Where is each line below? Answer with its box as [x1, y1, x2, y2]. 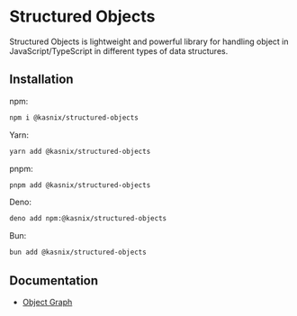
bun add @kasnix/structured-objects [9, 248, 147, 257]
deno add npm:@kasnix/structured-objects [9, 214, 167, 223]
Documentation [9, 273, 99, 288]
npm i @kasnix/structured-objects [9, 113, 139, 122]
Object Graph [22, 296, 73, 307]
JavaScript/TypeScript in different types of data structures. [9, 45, 229, 56]
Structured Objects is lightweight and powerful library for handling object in [9, 36, 289, 47]
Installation [9, 72, 74, 87]
